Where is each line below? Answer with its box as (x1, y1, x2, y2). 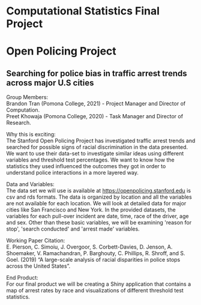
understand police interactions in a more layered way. (6, 169, 139, 177)
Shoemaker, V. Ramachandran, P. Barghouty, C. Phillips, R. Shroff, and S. (6, 250, 185, 257)
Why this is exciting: (6, 131, 56, 138)
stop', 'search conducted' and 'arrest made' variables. (6, 225, 140, 232)
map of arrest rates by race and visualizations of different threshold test (6, 287, 184, 294)
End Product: (6, 274, 39, 282)
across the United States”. (6, 262, 71, 270)
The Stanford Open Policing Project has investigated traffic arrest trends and (6, 137, 196, 145)
